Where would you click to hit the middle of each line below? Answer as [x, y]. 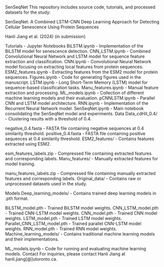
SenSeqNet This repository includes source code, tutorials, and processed [80, 7]
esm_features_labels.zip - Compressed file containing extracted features [78, 153]
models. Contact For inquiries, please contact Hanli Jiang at [65, 254]
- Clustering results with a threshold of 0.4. [48, 119]
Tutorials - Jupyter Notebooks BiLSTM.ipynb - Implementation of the [74, 46]
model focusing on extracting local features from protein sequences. [74, 67]
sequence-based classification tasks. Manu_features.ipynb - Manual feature [82, 87]
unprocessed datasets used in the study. [46, 184]
